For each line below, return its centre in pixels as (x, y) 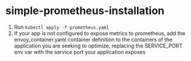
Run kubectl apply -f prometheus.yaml (62, 27)
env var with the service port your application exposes (80, 52)
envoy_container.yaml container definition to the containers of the (93, 39)
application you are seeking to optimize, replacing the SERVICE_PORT (98, 46)
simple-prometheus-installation (85, 11)
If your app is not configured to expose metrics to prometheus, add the (100, 33)
